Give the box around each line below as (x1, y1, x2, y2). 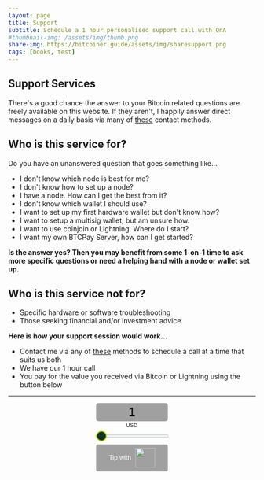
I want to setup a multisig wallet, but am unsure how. (19, 216, 190, 225)
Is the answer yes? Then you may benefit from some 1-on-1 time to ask (8, 247, 244, 257)
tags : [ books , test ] (8, 48, 76, 56)
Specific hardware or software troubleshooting (19, 308, 171, 317)
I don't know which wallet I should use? (19, 198, 147, 209)
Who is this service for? (8, 138, 127, 151)
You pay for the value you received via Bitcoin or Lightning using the (19, 371, 241, 382)
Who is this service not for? (8, 287, 146, 301)
